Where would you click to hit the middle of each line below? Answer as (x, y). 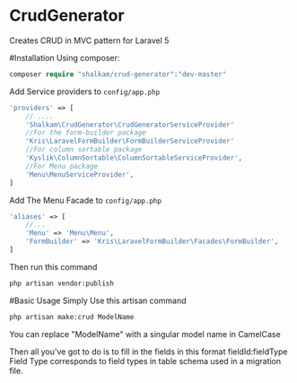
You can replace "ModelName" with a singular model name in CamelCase (145, 334)
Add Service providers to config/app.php (85, 91)
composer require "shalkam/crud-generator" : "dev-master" (118, 74)
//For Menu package (62, 166)
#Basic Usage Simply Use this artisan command (98, 300)
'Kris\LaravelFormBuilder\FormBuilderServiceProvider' (130, 141)
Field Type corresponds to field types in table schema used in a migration (145, 361)
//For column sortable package (84, 150)
